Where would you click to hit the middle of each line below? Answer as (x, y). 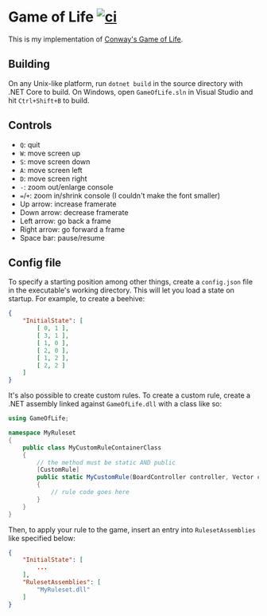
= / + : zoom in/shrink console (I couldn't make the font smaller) (120, 195)
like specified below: (42, 538)
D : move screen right (53, 179)
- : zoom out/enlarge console (66, 186)
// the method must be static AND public (106, 462)
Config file (35, 263)
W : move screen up (50, 153)
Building (29, 64)
